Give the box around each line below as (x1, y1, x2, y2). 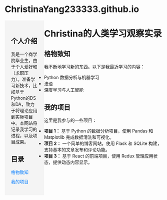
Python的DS (11, 95, 36, 101)
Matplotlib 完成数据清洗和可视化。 (44, 134, 114, 140)
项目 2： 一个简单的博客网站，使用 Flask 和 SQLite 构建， (44, 140, 162, 146)
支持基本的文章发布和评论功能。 (44, 147, 110, 152)
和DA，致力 (11, 101, 35, 107)
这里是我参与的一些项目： (44, 117, 97, 123)
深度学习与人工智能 (44, 87, 83, 93)
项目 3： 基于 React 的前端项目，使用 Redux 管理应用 (44, 153, 153, 159)
